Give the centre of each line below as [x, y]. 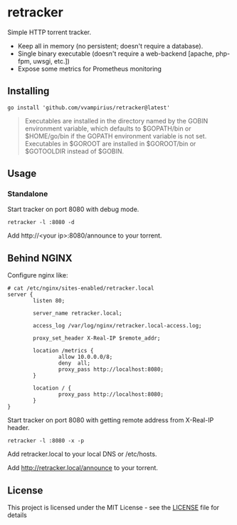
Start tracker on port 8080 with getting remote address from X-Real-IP [111, 420]
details [17, 515]
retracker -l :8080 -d [41, 223]
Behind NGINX [40, 258]
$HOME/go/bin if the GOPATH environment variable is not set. [116, 136]
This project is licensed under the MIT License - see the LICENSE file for [113, 508]
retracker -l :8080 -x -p [46, 441]
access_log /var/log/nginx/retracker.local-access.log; [117, 326]
